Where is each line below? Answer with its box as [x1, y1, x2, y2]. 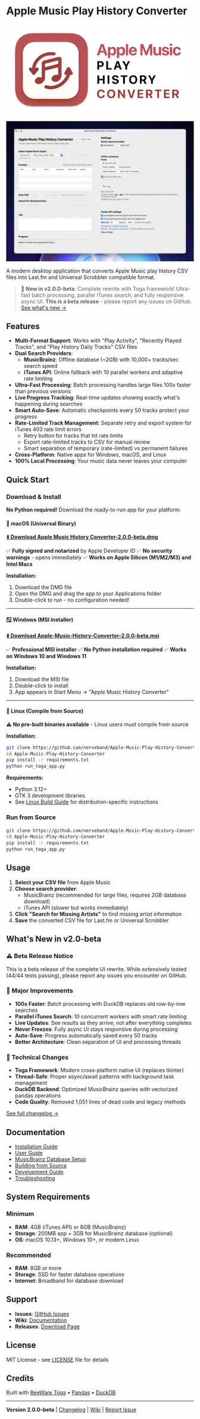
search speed [23, 363, 58, 370]
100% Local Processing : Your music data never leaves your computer [14, 457, 187, 464]
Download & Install [6, 492, 61, 501]
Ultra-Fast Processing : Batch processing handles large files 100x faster [14, 382, 192, 389]
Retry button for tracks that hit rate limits [23, 432, 123, 439]
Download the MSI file [14, 676, 70, 683]
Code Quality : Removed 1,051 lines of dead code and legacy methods [14, 1098, 186, 1105]
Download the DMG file [14, 584, 73, 591]
